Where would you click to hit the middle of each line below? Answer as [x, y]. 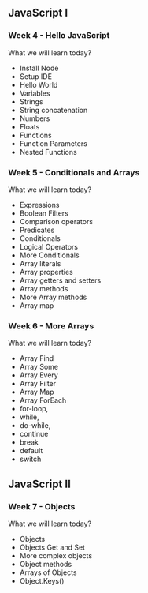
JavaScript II [39, 484]
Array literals [40, 263]
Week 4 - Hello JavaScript [59, 36]
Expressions [39, 205]
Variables [35, 93]
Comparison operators [56, 221]
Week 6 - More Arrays [51, 325]
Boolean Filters [44, 213]
